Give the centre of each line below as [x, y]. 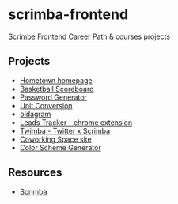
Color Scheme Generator [60, 147]
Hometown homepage [56, 80]
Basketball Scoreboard [57, 89]
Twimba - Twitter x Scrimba [65, 130]
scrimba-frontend [68, 15]
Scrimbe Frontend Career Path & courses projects [89, 36]
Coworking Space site [56, 139]
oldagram [35, 114]
